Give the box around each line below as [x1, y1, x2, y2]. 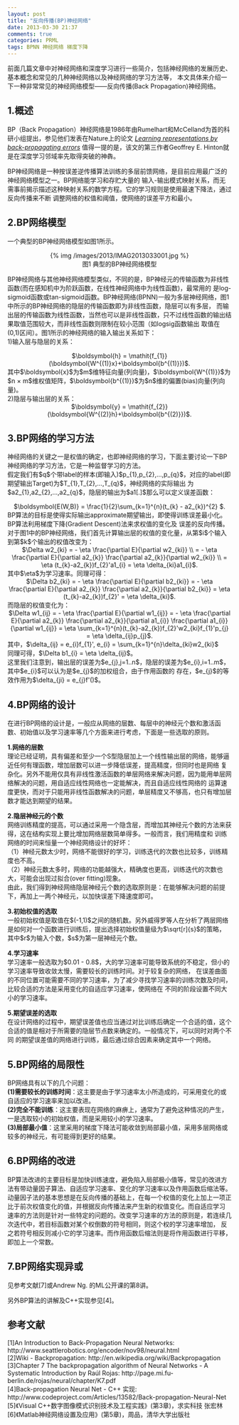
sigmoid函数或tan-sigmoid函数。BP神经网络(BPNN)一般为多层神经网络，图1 [7, 292, 230, 301]
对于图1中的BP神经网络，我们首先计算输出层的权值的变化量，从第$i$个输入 [7, 528, 228, 537]
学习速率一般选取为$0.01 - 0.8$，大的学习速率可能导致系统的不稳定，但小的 [7, 958, 230, 966]
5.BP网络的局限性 [7, 1058, 85, 1071]
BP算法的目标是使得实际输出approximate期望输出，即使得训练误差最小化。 [7, 511, 226, 519]
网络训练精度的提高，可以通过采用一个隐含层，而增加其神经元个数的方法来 [7, 821, 225, 829]
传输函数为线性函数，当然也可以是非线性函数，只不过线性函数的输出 [26, 310, 225, 319]
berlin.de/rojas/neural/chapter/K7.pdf [7, 1376, 116, 1384]
